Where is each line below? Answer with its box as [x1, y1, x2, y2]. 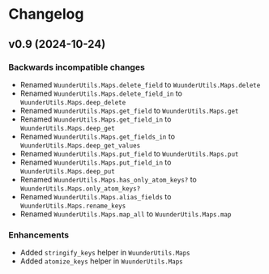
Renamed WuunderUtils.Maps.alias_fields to [19, 191, 172, 201]
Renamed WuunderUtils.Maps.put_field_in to [19, 157, 172, 167]
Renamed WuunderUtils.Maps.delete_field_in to [19, 88, 182, 98]
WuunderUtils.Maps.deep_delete [19, 98, 126, 106]
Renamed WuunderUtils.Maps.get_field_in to [19, 114, 172, 124]
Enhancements [8, 229, 70, 240]
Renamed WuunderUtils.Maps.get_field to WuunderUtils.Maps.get [19, 105, 239, 115]
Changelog [8, 5, 84, 24]
